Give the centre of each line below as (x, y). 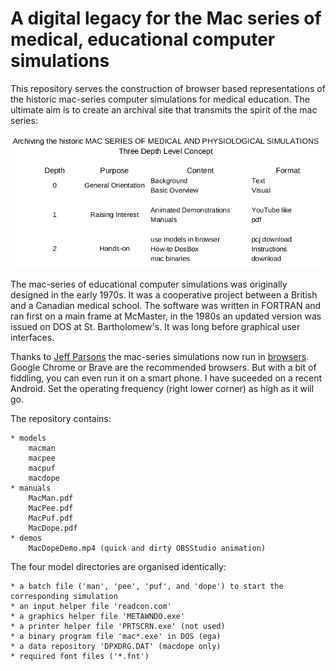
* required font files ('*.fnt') (80, 657)
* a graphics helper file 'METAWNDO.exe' (98, 617)
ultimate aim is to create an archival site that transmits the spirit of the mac (164, 109)
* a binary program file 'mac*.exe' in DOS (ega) (116, 637)
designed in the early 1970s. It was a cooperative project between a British (164, 295)
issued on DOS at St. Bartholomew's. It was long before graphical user (155, 327)
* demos (26, 538)
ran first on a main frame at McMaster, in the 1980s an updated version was (166, 316)
